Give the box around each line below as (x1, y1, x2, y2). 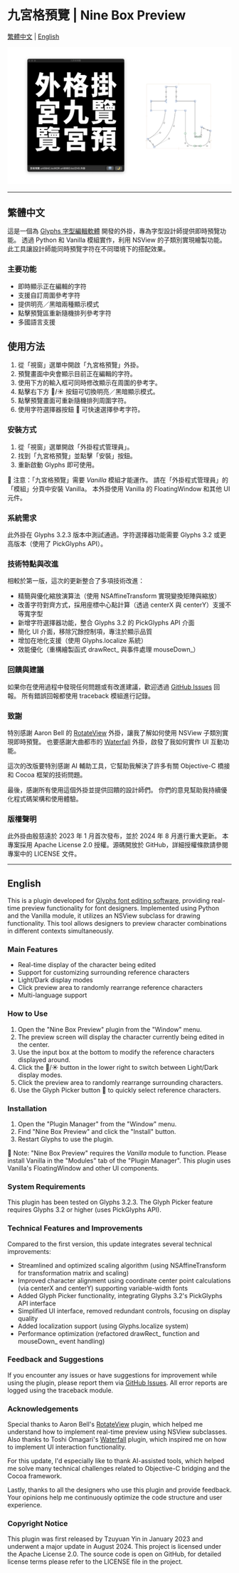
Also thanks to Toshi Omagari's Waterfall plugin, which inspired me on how (7, 1435, 227, 1444)
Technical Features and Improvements (7, 1223, 144, 1233)
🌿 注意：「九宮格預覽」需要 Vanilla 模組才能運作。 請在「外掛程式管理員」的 (7, 475, 229, 484)
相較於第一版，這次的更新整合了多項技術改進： (7, 577, 144, 585)
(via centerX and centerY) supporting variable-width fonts (17, 1283, 188, 1293)
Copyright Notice (7, 1519, 68, 1529)
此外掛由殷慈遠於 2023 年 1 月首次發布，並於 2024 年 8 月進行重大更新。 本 (7, 831, 229, 840)
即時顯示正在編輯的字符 (17, 282, 87, 290)
